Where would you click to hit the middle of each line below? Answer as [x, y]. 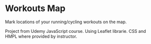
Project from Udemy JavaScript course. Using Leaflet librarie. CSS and [75, 31]
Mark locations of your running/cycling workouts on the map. [66, 22]
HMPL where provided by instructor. [41, 36]
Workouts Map [35, 8]
